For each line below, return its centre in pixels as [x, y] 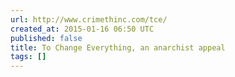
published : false [46, 38]
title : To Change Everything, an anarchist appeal [118, 47]
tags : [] [28, 57]
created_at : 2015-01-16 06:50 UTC [82, 29]
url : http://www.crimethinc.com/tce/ [89, 19]
